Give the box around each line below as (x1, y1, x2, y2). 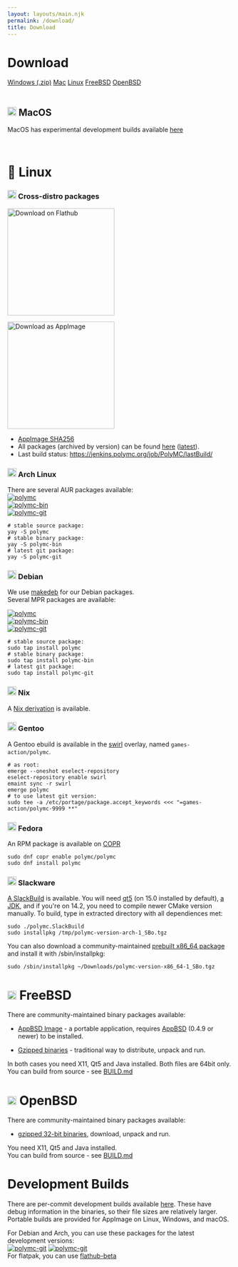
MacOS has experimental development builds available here (7, 126, 184, 134)
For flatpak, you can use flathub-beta (7, 1251, 117, 1261)
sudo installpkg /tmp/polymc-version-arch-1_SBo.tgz (7, 929, 167, 936)
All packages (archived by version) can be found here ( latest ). (17, 442, 200, 451)
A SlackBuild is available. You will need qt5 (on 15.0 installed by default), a (7, 894, 224, 903)
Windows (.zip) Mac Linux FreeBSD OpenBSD (7, 78, 141, 86)
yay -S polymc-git (7, 553, 62, 561)
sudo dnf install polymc (7, 860, 81, 867)
